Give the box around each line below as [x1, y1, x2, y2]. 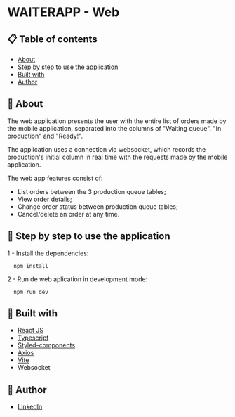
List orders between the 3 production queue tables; [17, 187, 166, 195]
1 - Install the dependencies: [7, 249, 89, 257]
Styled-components [17, 341, 76, 349]
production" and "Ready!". [7, 131, 83, 140]
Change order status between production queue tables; [17, 202, 178, 211]
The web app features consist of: [7, 174, 103, 182]
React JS [17, 326, 44, 335]
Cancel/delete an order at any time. [17, 210, 120, 218]
